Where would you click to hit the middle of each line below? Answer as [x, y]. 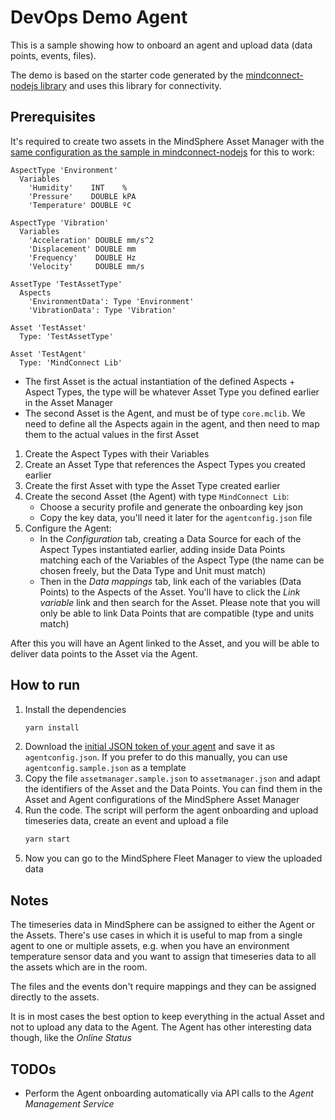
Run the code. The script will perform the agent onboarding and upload [171, 810]
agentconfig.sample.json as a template [105, 768]
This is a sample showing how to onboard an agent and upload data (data [161, 45]
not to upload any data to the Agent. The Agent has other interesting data [161, 1027]
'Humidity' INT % [78, 187]
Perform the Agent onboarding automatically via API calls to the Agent [169, 1093]
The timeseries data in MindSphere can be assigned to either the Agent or [162, 925]
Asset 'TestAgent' [48, 354]
